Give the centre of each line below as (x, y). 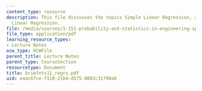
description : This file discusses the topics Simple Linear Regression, (99, 17)
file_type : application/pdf (41, 34)
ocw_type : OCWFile (29, 51)
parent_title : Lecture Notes (43, 56)
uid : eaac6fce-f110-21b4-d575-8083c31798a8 (62, 78)
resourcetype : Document (36, 67)
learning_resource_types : (38, 40)
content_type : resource (36, 12)
